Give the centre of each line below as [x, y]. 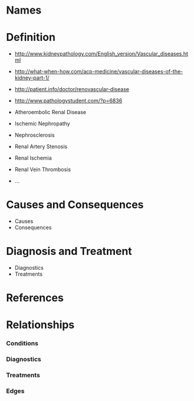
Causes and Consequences [75, 205]
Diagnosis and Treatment [69, 251]
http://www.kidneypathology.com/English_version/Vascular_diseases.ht [101, 54]
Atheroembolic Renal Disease [50, 112]
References [35, 298]
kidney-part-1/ [32, 78]
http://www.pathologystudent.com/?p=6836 [68, 101]
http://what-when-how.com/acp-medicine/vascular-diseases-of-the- [99, 72]
